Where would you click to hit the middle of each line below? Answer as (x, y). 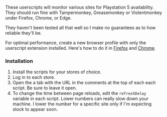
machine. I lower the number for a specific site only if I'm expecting (82, 104)
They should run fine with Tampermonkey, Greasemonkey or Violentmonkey (84, 13)
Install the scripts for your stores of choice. (57, 72)
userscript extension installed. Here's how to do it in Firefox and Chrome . (80, 48)
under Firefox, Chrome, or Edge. (38, 18)
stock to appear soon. (35, 109)
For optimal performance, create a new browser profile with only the (76, 43)
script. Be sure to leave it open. (45, 88)
